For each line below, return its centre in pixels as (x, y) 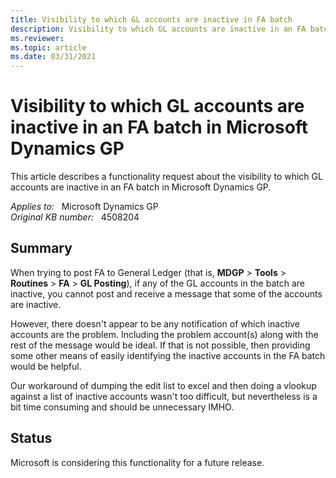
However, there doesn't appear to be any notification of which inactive (155, 323)
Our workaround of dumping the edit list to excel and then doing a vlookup (163, 385)
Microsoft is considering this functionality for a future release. (137, 462)
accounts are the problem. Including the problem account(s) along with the (164, 334)
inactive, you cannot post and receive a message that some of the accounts (166, 293)
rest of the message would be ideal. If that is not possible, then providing (160, 345)
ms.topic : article (48, 47)
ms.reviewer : (37, 38)
